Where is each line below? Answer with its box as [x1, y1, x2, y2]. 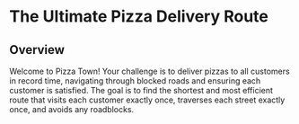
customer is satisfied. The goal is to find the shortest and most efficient [9, 85, 274, 95]
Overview [9, 42, 66, 58]
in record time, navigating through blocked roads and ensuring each [9, 75, 261, 86]
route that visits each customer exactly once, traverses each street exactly [9, 94, 286, 105]
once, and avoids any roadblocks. [9, 104, 135, 114]
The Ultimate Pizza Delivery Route [9, 6, 269, 27]
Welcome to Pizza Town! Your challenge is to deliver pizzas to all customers [9, 66, 290, 76]
